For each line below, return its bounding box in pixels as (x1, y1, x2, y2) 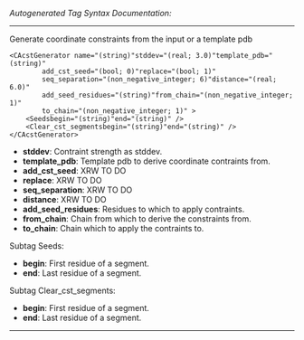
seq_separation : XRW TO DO (22, 184, 133, 195)
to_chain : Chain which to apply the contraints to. (22, 223, 204, 233)
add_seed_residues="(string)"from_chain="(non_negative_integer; (42, 90, 294, 99)
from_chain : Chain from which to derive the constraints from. (22, 213, 252, 224)
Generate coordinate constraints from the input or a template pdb (9, 33, 253, 44)
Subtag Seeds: (9, 241, 65, 251)
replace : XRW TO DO (22, 175, 102, 185)
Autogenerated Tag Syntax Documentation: (9, 8, 172, 18)
